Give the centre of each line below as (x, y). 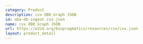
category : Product (25, 10)
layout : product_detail (31, 33)
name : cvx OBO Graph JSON (33, 24)
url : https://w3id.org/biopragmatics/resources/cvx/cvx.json (72, 29)
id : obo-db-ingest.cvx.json (35, 19)
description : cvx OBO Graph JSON (41, 15)
